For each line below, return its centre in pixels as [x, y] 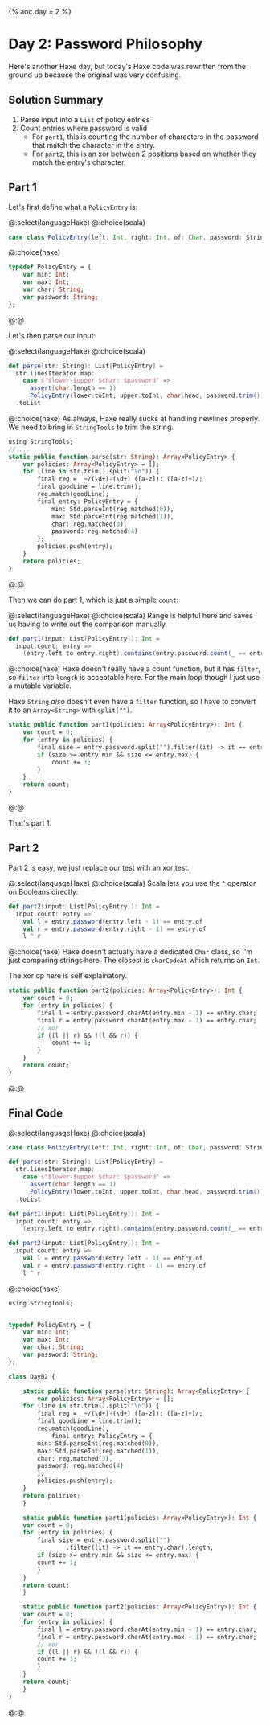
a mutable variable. [40, 686]
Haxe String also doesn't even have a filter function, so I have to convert [132, 702]
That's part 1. [30, 823]
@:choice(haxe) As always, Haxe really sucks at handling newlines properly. [134, 418]
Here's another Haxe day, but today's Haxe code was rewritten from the [127, 66]
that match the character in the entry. [93, 145]
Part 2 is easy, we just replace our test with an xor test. [99, 867]
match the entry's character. [79, 162]
